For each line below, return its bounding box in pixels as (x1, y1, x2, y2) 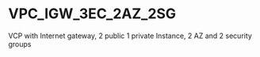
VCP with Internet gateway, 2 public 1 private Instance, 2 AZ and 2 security (8, 31, 252, 40)
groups (8, 39, 32, 48)
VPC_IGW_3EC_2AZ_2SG (8, 5, 177, 23)
